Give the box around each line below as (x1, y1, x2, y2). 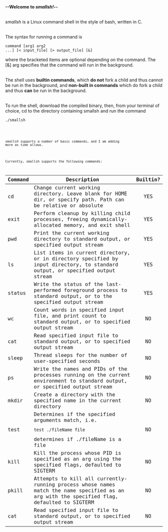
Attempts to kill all (33, 475, 94, 482)
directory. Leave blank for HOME (33, 190, 127, 197)
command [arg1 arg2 (5, 43, 46, 48)
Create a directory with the (33, 391, 115, 398)
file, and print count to (33, 312, 106, 319)
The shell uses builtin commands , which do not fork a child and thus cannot (5, 77, 163, 83)
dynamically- (90, 216, 127, 222)
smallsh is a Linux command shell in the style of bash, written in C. (5, 19, 142, 24)
